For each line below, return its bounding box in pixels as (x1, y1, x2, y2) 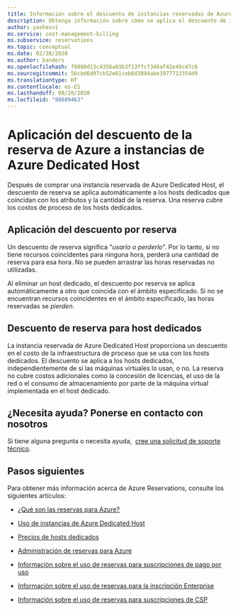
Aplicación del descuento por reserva (7, 224, 177, 236)
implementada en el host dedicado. (7, 386, 110, 395)
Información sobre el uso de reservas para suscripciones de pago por (17, 561, 222, 569)
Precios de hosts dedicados (17, 533, 99, 541)
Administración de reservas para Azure (17, 546, 132, 555)
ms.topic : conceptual (7, 43, 72, 50)
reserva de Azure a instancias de (7, 142, 205, 158)
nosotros (7, 418, 48, 430)
